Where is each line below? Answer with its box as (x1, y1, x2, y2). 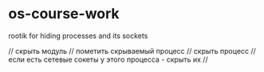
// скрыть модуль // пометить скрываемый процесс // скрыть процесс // (8, 46, 257, 55)
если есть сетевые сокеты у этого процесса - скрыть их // (8, 55, 209, 64)
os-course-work (8, 5, 120, 23)
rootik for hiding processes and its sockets (8, 31, 148, 40)
